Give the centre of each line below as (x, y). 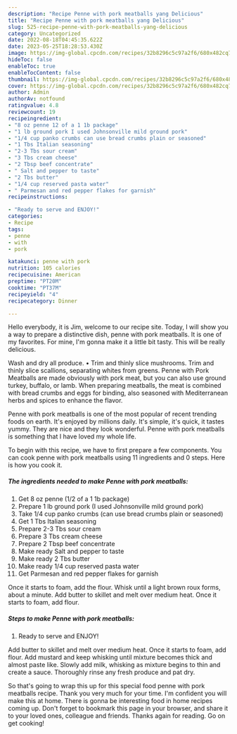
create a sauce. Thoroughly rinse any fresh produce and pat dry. (102, 672)
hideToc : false (30, 60)
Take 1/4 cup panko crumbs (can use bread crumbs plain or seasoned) (121, 514)
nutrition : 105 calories (44, 268)
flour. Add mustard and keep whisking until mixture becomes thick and (110, 657)
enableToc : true (32, 66)
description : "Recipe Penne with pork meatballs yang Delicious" (105, 14)
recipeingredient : (35, 118)
